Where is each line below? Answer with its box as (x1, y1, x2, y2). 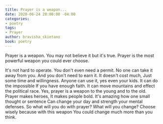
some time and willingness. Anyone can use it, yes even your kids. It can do (5, 77, 158, 83)
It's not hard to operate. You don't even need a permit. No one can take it (5, 67, 153, 73)
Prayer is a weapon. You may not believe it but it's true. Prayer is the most (5, 52, 155, 58)
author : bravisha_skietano (5, 35, 60, 40)
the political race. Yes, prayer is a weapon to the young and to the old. (5, 88, 147, 94)
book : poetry (5, 39, 32, 44)
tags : (5, 25, 16, 30)
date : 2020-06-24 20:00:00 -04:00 (5, 12, 76, 17)
